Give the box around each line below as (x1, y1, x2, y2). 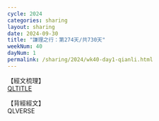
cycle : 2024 (7, 10, 42, 18)
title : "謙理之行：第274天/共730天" (7, 37, 106, 44)
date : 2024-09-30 (7, 30, 59, 37)
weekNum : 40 (7, 43, 42, 50)
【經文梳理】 (7, 76, 45, 84)
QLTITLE (7, 84, 33, 92)
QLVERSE (7, 106, 35, 115)
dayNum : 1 (7, 50, 37, 57)
